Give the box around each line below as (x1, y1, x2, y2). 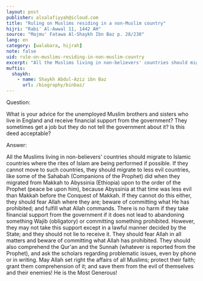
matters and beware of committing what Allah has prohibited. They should (6, 237, 190, 244)
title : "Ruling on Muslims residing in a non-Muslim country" (6, 20, 166, 26)
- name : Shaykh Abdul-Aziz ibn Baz (17, 76, 107, 82)
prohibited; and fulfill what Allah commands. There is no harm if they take (6, 205, 189, 212)
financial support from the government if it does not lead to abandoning (6, 211, 185, 218)
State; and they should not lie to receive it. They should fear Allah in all (6, 231, 182, 237)
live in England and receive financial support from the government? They (6, 117, 187, 124)
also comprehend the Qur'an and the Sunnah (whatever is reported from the (6, 243, 196, 250)
